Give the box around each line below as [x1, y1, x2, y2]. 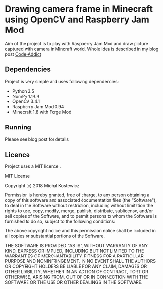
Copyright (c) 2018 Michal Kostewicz [5, 183, 80, 189]
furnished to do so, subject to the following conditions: [5, 218, 115, 225]
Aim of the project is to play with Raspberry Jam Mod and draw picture [5, 40, 149, 46]
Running [5, 123, 32, 131]
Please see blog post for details [5, 136, 69, 142]
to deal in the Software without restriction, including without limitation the [5, 203, 153, 209]
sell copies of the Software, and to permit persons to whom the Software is [5, 213, 157, 219]
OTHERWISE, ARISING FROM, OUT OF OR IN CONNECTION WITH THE [5, 274, 148, 280]
